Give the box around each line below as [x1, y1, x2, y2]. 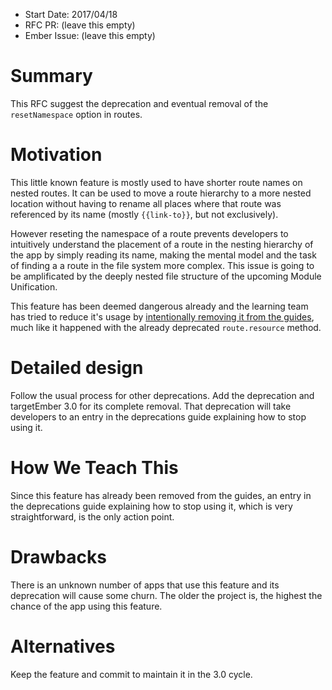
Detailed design [10, 357, 144, 379]
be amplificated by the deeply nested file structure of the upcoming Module [10, 270, 322, 282]
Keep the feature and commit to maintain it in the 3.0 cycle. [10, 668, 253, 680]
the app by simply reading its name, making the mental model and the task [10, 249, 317, 261]
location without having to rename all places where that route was [10, 197, 282, 209]
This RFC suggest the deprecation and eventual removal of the [10, 97, 269, 109]
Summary [10, 65, 93, 88]
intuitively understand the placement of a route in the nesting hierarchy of [10, 238, 314, 250]
